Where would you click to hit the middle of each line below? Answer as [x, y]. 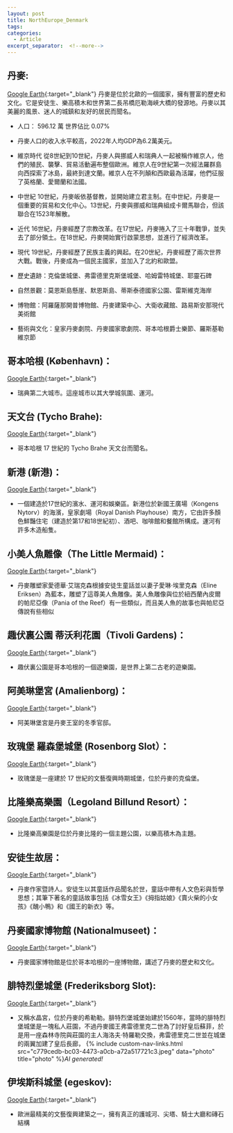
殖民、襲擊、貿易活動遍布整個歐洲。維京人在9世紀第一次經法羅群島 [126, 164]
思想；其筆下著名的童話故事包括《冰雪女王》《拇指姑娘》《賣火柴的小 [114, 898]
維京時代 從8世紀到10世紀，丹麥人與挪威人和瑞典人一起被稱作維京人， [117, 155]
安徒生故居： [35, 857]
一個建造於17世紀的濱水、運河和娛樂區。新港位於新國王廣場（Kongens [118, 504]
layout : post [26, 14]
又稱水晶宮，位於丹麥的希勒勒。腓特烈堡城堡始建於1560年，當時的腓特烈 [121, 1017]
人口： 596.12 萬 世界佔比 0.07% [63, 126]
